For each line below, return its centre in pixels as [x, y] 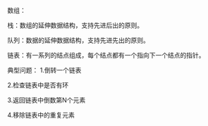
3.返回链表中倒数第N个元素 [47, 100]
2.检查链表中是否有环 [38, 85]
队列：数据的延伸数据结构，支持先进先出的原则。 [78, 40]
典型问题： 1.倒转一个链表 [44, 70]
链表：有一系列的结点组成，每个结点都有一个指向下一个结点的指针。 [106, 55]
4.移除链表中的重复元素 [41, 115]
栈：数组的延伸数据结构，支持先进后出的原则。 [75, 25]
